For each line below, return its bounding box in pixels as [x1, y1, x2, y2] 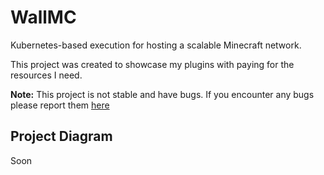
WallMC [10, 6, 77, 29]
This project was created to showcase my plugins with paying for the [10, 58, 295, 70]
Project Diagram [10, 128, 113, 145]
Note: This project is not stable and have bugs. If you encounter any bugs [10, 88, 315, 100]
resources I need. [10, 69, 83, 81]
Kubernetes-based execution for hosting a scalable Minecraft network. [10, 39, 302, 51]
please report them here [10, 99, 110, 111]
